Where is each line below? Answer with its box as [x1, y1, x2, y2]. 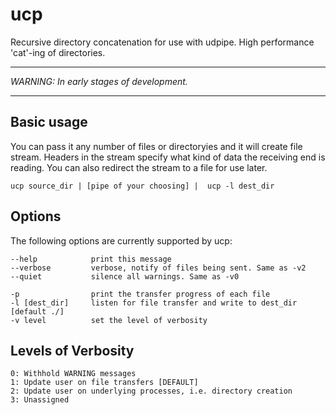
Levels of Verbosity [10, 342, 135, 359]
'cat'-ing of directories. [10, 46, 106, 58]
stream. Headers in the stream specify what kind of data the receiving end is [10, 151, 326, 163]
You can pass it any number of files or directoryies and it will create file [10, 140, 303, 152]
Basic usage [10, 114, 88, 131]
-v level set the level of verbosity [10, 315, 208, 325]
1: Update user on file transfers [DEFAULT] [10, 378, 199, 388]
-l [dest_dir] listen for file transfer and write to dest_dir [10, 298, 298, 308]
